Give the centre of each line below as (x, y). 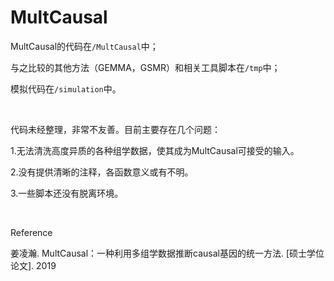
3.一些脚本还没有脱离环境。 (67, 193)
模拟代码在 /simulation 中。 (66, 88)
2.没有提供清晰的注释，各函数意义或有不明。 (102, 172)
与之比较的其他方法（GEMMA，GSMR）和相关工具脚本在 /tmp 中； (145, 67)
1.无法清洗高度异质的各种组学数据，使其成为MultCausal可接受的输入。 (155, 150)
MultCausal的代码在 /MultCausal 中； (84, 46)
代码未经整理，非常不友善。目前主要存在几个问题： (115, 129)
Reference (31, 232)
